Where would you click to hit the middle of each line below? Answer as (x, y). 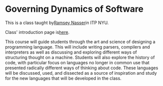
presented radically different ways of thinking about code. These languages (82, 68)
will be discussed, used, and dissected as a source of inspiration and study (81, 73)
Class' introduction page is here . (37, 32)
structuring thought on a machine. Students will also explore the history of (80, 57)
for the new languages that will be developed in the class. (63, 78)
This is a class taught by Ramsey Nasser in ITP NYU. (57, 23)
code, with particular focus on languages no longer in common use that (77, 62)
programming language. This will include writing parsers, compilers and (78, 47)
